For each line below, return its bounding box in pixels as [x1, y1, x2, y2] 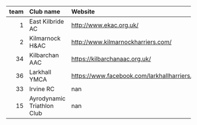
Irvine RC [29, 85, 55, 93]
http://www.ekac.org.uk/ [71, 21, 139, 29]
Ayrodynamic [29, 94, 66, 102]
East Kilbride [29, 18, 64, 25]
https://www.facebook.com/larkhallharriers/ [71, 72, 192, 80]
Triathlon [29, 102, 54, 110]
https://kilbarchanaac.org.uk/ [71, 55, 151, 63]
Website [71, 8, 95, 15]
